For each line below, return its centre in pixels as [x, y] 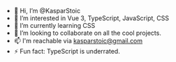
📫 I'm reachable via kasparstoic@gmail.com [78, 41]
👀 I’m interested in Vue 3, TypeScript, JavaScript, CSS [91, 18]
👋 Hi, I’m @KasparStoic [47, 11]
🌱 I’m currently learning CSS [54, 25]
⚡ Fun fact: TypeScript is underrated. [67, 51]
